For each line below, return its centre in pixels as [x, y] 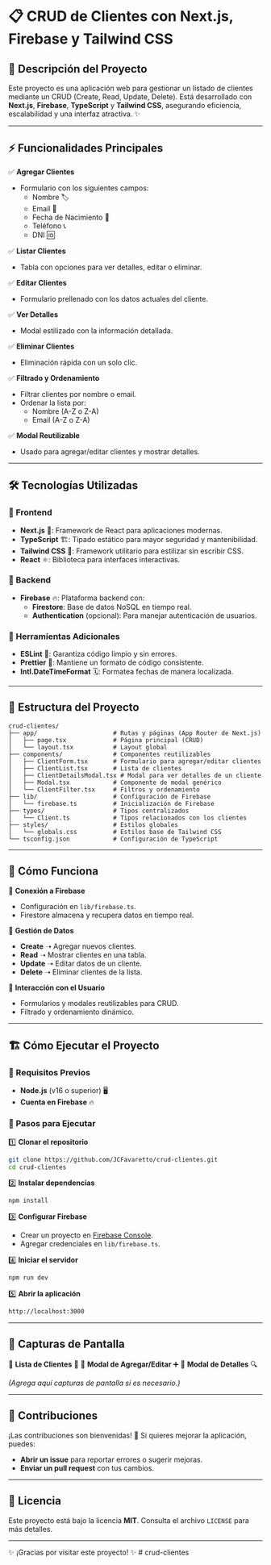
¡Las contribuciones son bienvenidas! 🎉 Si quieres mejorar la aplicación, [128, 1435]
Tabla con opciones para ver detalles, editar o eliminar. [111, 267]
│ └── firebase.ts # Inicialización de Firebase [112, 803]
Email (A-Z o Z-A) [61, 419]
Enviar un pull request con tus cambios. [87, 1468]
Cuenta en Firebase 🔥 [57, 1102]
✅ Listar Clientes [37, 251]
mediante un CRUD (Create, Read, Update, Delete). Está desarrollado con [130, 97]
